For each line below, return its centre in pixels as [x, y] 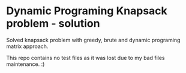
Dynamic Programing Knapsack [87, 11]
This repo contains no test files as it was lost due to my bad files [85, 58]
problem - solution [53, 23]
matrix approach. [27, 46]
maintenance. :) [25, 64]
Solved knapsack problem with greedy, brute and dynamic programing [93, 40]
